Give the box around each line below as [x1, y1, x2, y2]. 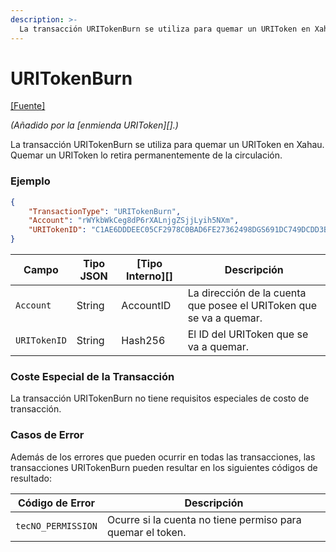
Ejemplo [10, 174, 51, 188]
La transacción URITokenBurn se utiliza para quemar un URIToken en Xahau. [10, 139, 325, 151]
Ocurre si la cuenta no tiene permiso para [106, 512, 302, 526]
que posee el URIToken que [187, 299, 318, 313]
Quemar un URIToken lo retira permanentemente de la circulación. [10, 149, 283, 161]
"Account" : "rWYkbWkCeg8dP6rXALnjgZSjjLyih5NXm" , [28, 216, 240, 226]
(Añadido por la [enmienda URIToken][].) [10, 119, 179, 131]
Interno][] [126, 269, 173, 283]
